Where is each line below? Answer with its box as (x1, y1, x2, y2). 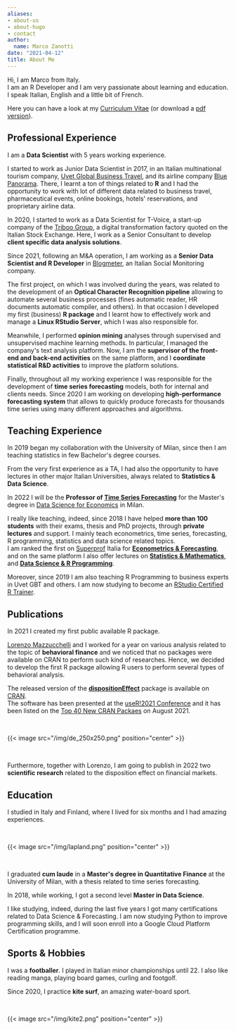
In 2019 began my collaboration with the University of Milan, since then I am (7, 444, 227, 452)
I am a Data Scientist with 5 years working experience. (7, 151, 166, 159)
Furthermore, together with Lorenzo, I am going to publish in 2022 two (7, 761, 211, 770)
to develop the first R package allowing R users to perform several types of (7, 663, 225, 672)
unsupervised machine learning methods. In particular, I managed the (7, 339, 209, 347)
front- (199, 346, 218, 354)
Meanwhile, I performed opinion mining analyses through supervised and (7, 331, 221, 339)
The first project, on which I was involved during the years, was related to (7, 280, 220, 289)
